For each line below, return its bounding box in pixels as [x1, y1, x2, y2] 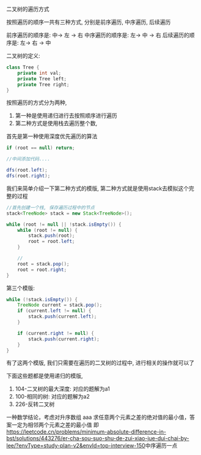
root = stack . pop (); [17, 261, 70, 267]
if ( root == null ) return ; [6, 145, 75, 151]
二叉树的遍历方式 [6, 6, 49, 12]
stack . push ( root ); [28, 232, 75, 239]
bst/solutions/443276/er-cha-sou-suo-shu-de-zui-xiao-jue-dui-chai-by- [6, 435, 189, 442]
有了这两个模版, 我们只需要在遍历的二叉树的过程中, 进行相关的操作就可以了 [6, 359, 194, 367]
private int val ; [17, 70, 62, 76]
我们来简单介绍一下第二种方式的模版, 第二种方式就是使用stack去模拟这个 [6, 185, 189, 192]
